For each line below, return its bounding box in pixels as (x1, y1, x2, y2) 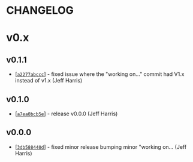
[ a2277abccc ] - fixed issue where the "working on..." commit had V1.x (14, 71, 185, 78)
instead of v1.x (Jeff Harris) (14, 77, 83, 84)
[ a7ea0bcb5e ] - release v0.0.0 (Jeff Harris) (14, 110, 118, 117)
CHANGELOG (6, 4, 74, 17)
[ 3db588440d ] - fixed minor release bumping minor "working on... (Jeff (14, 143, 187, 150)
